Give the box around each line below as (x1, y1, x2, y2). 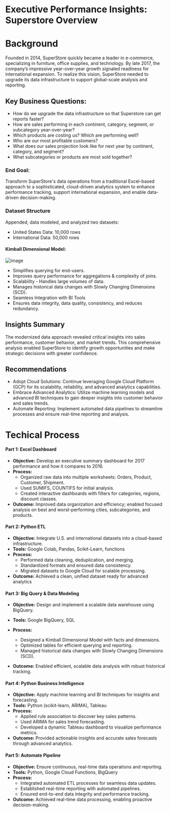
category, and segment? (12, 148, 64, 155)
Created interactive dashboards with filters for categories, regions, (20, 490, 161, 496)
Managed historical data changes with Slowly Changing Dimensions (20, 648, 163, 654)
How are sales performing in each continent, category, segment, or (12, 121, 154, 127)
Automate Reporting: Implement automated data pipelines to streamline (12, 406, 163, 412)
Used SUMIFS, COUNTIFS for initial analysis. (20, 485, 115, 491)
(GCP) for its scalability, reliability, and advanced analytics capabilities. (12, 384, 162, 390)
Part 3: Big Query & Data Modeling (5, 590, 79, 597)
